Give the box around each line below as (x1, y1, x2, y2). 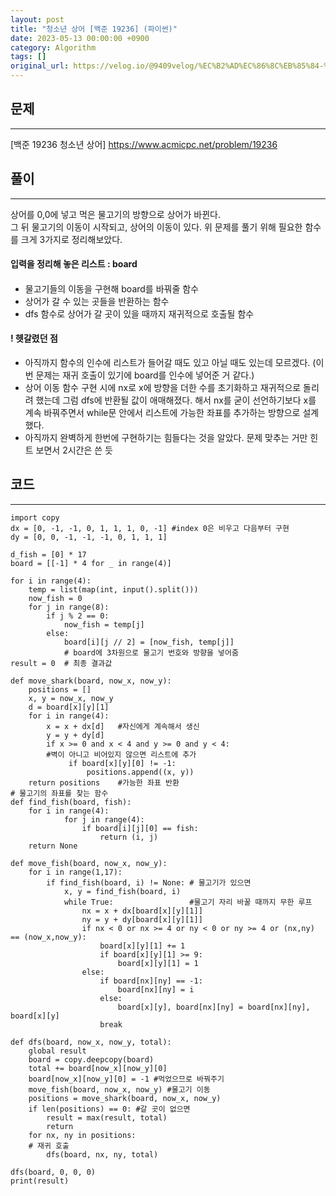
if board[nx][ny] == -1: (99, 976, 203, 986)
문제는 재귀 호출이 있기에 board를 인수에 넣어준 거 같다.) (35, 369, 255, 381)
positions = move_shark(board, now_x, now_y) (28, 1093, 222, 1103)
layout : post (10, 14, 65, 25)
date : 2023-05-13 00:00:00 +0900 (10, 33, 150, 43)
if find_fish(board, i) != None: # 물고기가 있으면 (46, 877, 252, 888)
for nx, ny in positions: (28, 1130, 137, 1140)
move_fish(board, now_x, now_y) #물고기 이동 (28, 1084, 211, 1095)
